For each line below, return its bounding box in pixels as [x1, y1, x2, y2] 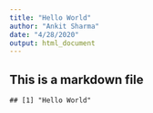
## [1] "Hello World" [9, 96, 92, 105]
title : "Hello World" [9, 13, 92, 23]
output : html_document [9, 38, 96, 48]
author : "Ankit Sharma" [9, 22, 100, 31]
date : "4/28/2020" [9, 30, 79, 39]
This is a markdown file [9, 71, 144, 87]
